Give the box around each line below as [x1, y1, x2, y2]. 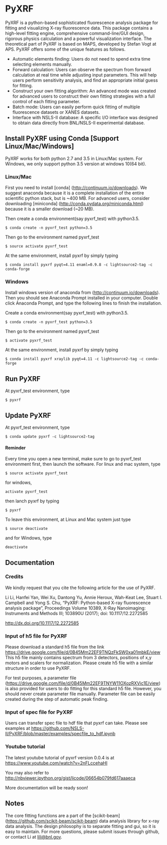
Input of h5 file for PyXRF [5, 632, 67, 639]
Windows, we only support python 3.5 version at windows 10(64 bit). [5, 161, 147, 167]
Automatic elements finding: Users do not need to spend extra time [12, 56, 151, 62]
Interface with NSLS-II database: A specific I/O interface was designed [12, 114, 158, 120]
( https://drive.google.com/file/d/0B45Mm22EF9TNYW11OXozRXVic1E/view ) [5, 680, 161, 686]
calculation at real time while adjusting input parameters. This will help [12, 72, 157, 78]
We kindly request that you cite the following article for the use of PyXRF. [5, 585, 156, 591]
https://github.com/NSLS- [31, 725, 85, 731]
